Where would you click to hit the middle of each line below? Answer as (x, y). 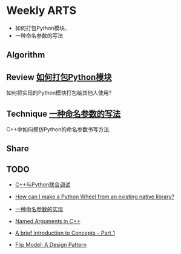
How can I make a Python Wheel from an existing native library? (94, 197)
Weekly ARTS (41, 11)
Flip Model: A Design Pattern (51, 245)
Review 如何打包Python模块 (59, 77)
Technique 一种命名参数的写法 (64, 113)
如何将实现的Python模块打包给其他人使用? (59, 93)
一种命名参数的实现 (39, 209)
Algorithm (26, 55)
